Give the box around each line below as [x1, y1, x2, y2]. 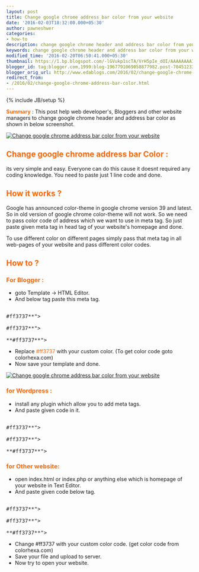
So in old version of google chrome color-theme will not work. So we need [6, 210, 188, 218]
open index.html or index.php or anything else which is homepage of [14, 475, 182, 482]
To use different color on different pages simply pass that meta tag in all [6, 235, 182, 242]
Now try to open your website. [14, 559, 89, 566]
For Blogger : [6, 276, 44, 284]
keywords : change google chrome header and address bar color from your [6, 47, 190, 53]
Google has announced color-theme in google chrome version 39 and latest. [6, 204, 192, 211]
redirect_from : [6, 75, 44, 81]
